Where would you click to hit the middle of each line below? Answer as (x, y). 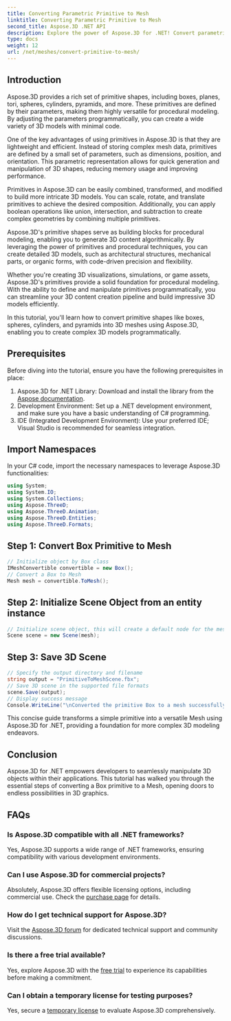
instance (26, 614)
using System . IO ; (32, 493)
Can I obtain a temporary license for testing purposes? (100, 995)
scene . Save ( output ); (37, 692)
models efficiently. (33, 304)
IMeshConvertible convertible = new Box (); (70, 568)
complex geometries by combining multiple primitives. (84, 219)
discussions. (25, 937)
